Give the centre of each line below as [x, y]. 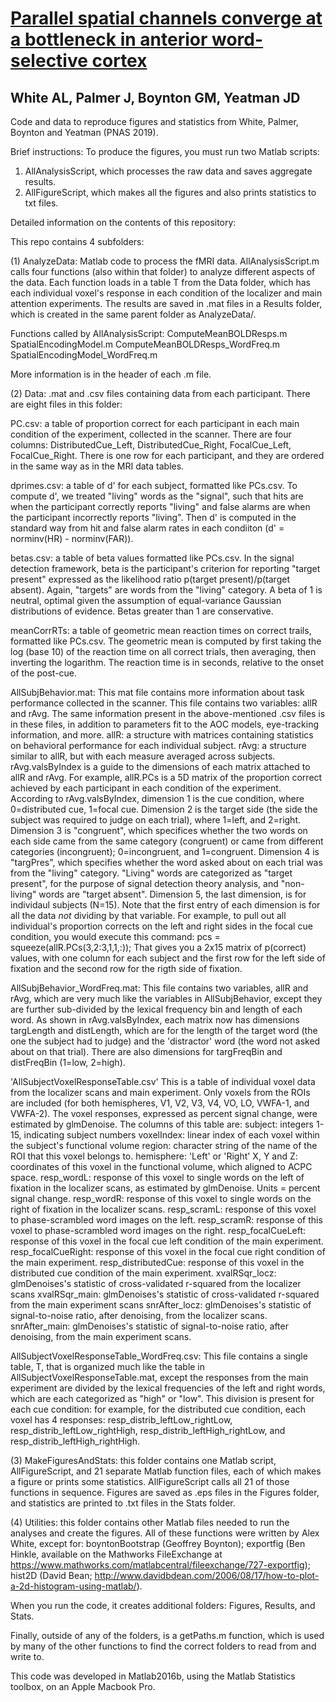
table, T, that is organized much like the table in [108, 1366]
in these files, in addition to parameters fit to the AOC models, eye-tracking [165, 724]
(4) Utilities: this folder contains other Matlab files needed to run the [150, 1522]
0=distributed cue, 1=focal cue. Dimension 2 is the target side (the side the [164, 809]
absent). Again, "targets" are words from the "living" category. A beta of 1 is [166, 590]
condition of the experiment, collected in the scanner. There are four [151, 434]
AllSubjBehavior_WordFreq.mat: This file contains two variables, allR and [159, 988]
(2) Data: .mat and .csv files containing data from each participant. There [160, 393]
